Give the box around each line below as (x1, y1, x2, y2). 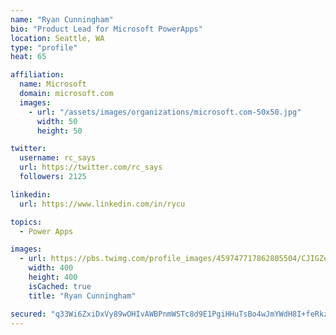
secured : (10, 309, 47, 319)
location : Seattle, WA (10, 33, 105, 43)
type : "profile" (10, 42, 78, 53)
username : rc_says (19, 153, 97, 163)
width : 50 (36, 116, 78, 126)
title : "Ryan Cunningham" (28, 291, 137, 301)
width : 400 (28, 263, 74, 273)
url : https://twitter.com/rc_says (19, 162, 163, 173)
